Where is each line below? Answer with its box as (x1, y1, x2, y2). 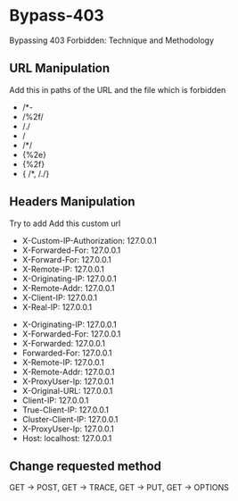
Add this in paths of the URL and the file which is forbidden (9, 84, 226, 95)
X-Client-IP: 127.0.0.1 (21, 292, 98, 303)
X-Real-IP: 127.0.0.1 (21, 301, 93, 313)
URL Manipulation (9, 61, 111, 76)
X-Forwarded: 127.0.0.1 (21, 338, 105, 348)
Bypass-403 (9, 5, 104, 26)
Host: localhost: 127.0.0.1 (21, 432, 112, 443)
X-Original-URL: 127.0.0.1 (21, 385, 113, 396)
